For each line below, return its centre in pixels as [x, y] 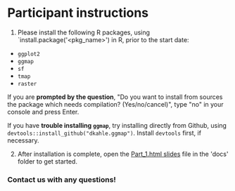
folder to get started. [47, 161]
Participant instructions [78, 13]
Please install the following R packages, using [83, 32]
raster [27, 84]
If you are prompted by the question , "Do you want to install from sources [115, 97]
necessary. [24, 140]
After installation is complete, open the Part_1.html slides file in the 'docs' [123, 154]
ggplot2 [28, 54]
